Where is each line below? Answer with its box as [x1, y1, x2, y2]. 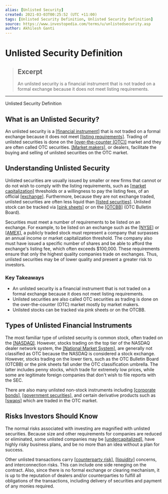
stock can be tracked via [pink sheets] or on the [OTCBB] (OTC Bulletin [5, 204, 151, 210]
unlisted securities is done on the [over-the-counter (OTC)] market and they [5, 139, 161, 145]
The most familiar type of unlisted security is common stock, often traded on [5, 334, 163, 341]
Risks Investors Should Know [5, 412, 98, 421]
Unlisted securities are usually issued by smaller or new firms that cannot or [5, 177, 161, 183]
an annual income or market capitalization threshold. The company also [5, 235, 152, 241]
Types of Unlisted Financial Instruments [5, 321, 132, 330]
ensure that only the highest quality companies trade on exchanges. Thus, [5, 251, 158, 257]
